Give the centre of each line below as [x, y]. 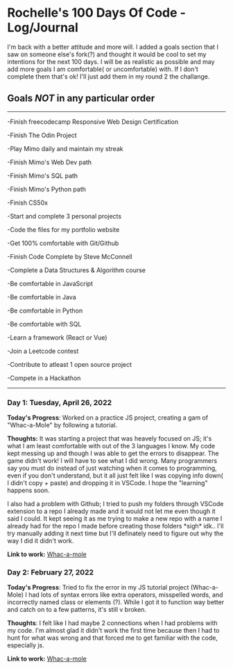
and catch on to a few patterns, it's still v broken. [77, 610]
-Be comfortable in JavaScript [50, 283]
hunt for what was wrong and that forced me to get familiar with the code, [113, 638]
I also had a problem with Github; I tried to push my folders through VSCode [115, 504]
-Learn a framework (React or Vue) [57, 337]
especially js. [26, 645]
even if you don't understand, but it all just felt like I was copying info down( [115, 475]
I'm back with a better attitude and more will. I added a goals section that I [113, 47]
